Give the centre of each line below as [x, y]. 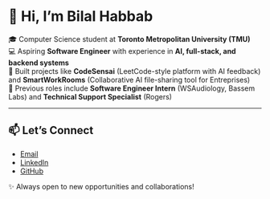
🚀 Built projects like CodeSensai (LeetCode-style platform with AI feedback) [135, 71]
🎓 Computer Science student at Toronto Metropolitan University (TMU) [129, 39]
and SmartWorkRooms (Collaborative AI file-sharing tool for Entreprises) [129, 79]
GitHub [32, 171]
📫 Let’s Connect [51, 130]
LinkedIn [34, 162]
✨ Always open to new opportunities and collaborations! [101, 186]
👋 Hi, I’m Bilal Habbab [81, 16]
